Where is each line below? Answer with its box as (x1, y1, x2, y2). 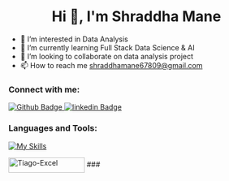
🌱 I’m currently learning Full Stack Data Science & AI (19, 42, 195, 52)
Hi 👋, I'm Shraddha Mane (51, 7, 222, 26)
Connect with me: (8, 84, 80, 95)
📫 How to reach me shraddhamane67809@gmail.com (19, 60, 203, 70)
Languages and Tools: (8, 123, 97, 134)
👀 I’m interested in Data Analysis (19, 34, 128, 44)
